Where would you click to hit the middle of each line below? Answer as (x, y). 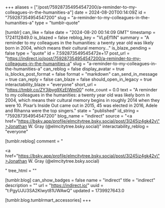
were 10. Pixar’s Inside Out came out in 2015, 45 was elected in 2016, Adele (81, 105)
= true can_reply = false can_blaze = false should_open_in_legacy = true (79, 79)
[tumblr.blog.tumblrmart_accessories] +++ (48, 200)
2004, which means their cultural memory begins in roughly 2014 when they (82, 100)
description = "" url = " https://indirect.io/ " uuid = (54, 185)
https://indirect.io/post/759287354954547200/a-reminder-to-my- (74, 58)
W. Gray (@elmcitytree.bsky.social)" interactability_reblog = (88, 126)
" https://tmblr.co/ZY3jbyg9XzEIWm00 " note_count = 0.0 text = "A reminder (81, 90)
